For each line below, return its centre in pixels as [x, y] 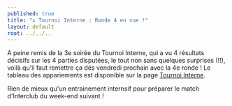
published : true [31, 14]
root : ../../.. [29, 33]
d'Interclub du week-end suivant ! [56, 96]
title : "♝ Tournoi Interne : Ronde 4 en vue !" [78, 20]
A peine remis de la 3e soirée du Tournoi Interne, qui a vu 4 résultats [106, 53]
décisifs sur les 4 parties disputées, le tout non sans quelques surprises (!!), [116, 61]
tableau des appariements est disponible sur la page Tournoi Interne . [107, 75]
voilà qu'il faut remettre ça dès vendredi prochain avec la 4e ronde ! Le [109, 68]
